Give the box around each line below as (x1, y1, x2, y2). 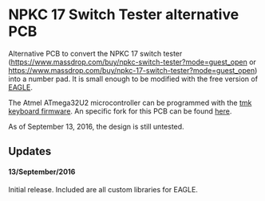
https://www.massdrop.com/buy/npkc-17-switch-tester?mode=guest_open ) (8, 65, 258, 75)
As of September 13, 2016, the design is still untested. (8, 122, 185, 131)
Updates (8, 145, 52, 158)
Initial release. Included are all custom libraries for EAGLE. (8, 184, 198, 194)
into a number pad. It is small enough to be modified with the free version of (8, 74, 258, 83)
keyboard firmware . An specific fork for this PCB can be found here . (8, 106, 232, 116)
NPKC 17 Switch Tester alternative (8, 6, 239, 24)
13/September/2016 (8, 167, 76, 176)
